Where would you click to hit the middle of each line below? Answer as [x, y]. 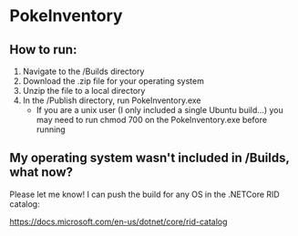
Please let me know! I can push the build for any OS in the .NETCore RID [144, 194]
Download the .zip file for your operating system [113, 81]
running [51, 129]
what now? [41, 173]
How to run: [43, 50]
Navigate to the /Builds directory [83, 71]
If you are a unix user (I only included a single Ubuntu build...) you [160, 110]
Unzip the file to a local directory [84, 91]
